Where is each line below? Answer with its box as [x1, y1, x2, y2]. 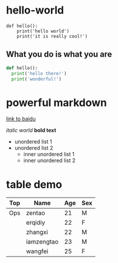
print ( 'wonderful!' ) [11, 76, 62, 82]
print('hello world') [16, 28, 69, 34]
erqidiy [26, 219, 45, 227]
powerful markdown [6, 96, 107, 109]
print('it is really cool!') [16, 33, 88, 39]
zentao [26, 209, 45, 217]
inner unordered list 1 [23, 151, 75, 158]
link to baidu [6, 116, 36, 123]
